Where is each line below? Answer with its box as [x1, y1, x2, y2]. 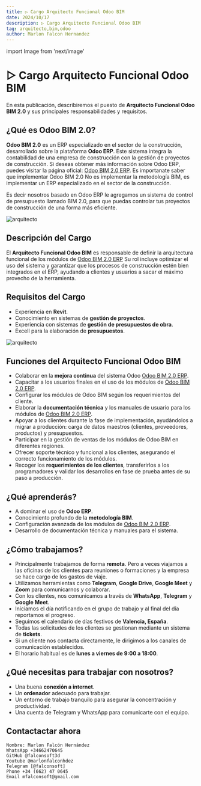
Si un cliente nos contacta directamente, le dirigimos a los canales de [14, 637, 187, 644]
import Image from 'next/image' [6, 48, 85, 55]
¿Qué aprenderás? [6, 491, 77, 502]
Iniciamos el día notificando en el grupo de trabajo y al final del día [14, 605, 179, 612]
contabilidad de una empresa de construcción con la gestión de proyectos [6, 154, 190, 161]
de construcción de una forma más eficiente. [6, 204, 118, 211]
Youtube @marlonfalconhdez [6, 758, 74, 764]
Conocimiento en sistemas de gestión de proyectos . [14, 314, 146, 322]
